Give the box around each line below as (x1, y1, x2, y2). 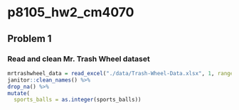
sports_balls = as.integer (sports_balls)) (14, 97, 142, 104)
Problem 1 (7, 33, 52, 45)
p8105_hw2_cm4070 (7, 4, 134, 21)
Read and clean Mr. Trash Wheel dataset (7, 54, 151, 64)
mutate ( (7, 89, 31, 97)
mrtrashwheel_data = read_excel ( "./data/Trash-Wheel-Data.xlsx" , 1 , (7, 70, 215, 77)
